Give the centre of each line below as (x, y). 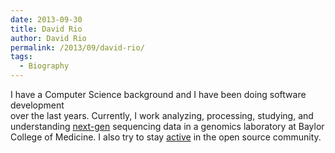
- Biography (44, 66)
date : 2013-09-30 (46, 19)
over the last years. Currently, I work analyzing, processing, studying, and (162, 115)
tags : (21, 57)
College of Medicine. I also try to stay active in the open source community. (166, 137)
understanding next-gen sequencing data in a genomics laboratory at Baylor (167, 126)
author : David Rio (48, 38)
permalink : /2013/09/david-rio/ (77, 47)
